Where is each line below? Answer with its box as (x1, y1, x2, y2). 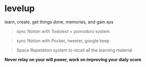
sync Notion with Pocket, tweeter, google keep (16, 37, 110, 44)
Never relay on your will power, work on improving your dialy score (4, 56, 142, 62)
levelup (4, 3, 35, 14)
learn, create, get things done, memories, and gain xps (4, 19, 114, 25)
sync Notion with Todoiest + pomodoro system (16, 28, 110, 34)
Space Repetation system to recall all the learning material (16, 47, 132, 53)
